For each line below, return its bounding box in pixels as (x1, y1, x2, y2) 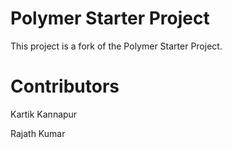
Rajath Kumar (10, 127, 66, 139)
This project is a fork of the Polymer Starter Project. (10, 40, 223, 52)
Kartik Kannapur (10, 108, 78, 120)
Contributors (10, 75, 120, 98)
